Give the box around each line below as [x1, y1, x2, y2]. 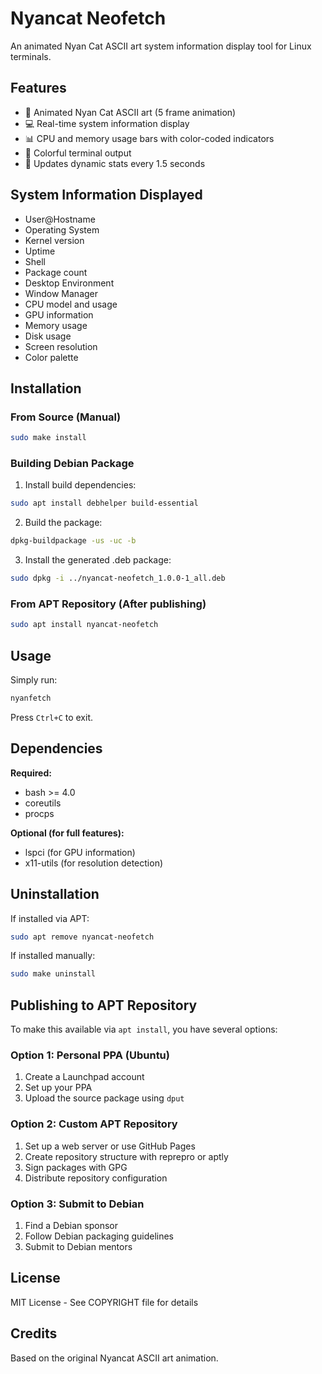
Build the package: [24, 517, 103, 529]
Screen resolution [24, 340, 98, 352]
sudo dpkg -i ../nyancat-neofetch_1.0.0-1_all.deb [10, 573, 226, 584]
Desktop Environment [24, 277, 115, 289]
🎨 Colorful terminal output [24, 147, 132, 159]
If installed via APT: [10, 912, 90, 924]
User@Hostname [24, 213, 96, 225]
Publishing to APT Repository [10, 997, 198, 1014]
